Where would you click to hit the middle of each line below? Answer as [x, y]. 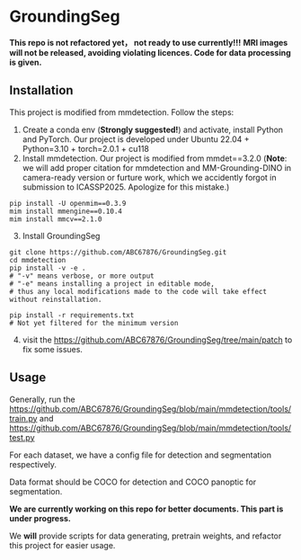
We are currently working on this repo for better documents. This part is [146, 509]
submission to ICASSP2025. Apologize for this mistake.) [126, 187]
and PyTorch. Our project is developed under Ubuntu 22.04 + [136, 139]
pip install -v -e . [48, 268]
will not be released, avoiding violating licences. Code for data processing [150, 52]
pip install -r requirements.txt [72, 315]
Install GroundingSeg [61, 236]
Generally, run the [43, 399]
